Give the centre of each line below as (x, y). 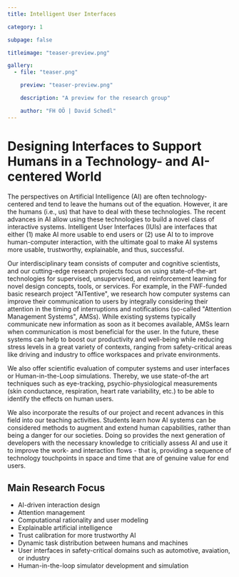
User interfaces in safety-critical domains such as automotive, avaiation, (124, 551)
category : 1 (25, 27)
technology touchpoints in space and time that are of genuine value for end (118, 458)
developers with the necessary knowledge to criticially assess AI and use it (118, 443)
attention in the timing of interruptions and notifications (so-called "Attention (119, 308)
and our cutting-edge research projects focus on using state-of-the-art (112, 271)
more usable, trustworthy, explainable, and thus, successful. (96, 249)
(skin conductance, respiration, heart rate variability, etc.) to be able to (111, 391)
